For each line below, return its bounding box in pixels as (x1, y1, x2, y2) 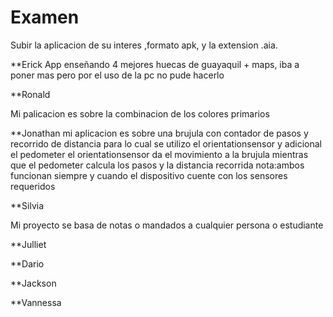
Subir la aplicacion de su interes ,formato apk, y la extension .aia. (10, 39, 278, 51)
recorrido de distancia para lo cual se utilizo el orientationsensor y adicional (10, 137, 322, 150)
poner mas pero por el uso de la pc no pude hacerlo (10, 69, 225, 81)
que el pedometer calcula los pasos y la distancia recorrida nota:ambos (10, 159, 305, 171)
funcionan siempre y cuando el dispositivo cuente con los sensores (10, 169, 288, 181)
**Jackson (10, 277, 57, 289)
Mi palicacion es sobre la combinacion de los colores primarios (10, 107, 270, 120)
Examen (10, 6, 80, 29)
